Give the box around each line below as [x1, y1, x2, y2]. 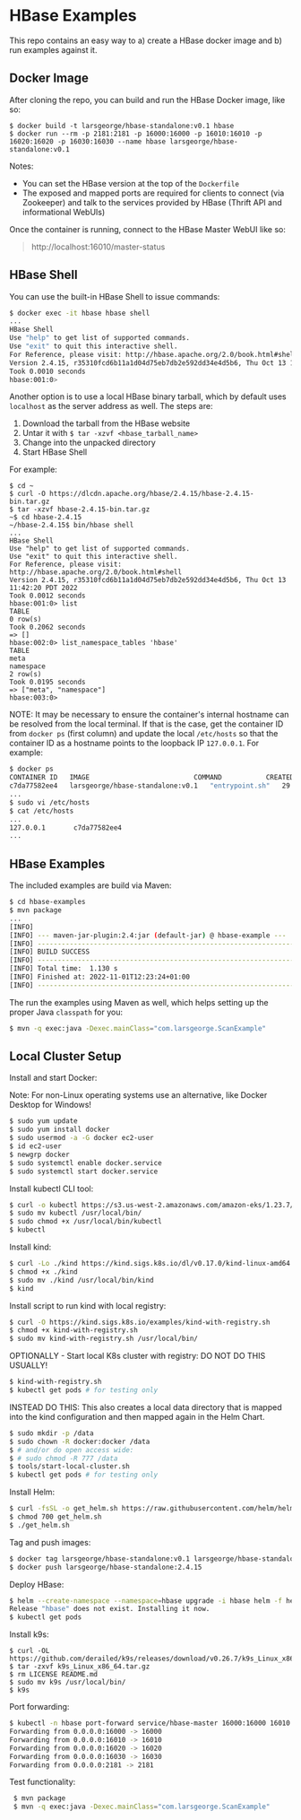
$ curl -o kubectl [9, 1200, 78, 1209]
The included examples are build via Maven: [9, 880, 172, 891]
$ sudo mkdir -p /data [9, 1428, 94, 1438]
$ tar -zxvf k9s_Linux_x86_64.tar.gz [9, 1662, 150, 1671]
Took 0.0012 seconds [9, 591, 87, 601]
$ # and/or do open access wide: [9, 1445, 134, 1454]
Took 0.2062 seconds [9, 623, 87, 632]
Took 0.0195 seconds [9, 678, 87, 687]
